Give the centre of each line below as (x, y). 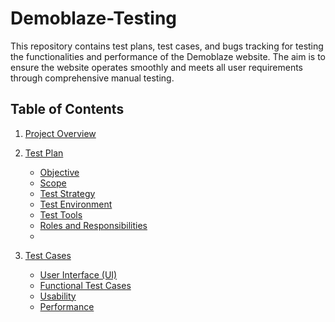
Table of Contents (67, 109)
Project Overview (60, 133)
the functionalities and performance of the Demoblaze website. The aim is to (168, 56)
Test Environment (76, 204)
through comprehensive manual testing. (92, 78)
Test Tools (61, 214)
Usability (58, 296)
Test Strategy (67, 193)
